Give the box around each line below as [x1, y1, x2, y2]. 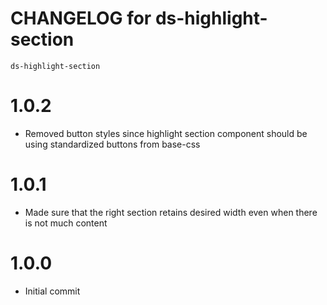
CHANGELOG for [10, 7, 152, 30]
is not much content [24, 217, 108, 229]
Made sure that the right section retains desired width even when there [24, 206, 318, 218]
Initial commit [24, 285, 81, 297]
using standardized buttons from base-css [24, 138, 201, 150]
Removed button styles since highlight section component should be [24, 127, 308, 139]
